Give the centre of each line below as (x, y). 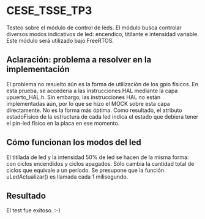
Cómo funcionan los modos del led (74, 142)
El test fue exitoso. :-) (33, 210)
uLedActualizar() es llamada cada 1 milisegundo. (67, 176)
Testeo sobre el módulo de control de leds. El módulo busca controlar (94, 28)
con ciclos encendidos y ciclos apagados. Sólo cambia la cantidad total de (100, 163)
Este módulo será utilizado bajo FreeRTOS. (60, 40)
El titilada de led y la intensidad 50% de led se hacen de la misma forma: (98, 157)
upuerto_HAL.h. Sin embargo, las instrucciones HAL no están (84, 97)
